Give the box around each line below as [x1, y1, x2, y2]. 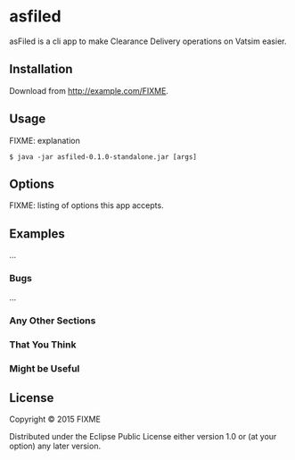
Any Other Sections [9, 314, 96, 327]
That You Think [9, 339, 77, 351]
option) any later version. [9, 440, 101, 452]
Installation [9, 62, 73, 77]
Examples [9, 226, 65, 241]
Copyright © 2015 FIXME [9, 414, 101, 425]
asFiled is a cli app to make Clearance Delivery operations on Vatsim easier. [9, 36, 287, 46]
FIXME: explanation [9, 135, 80, 146]
